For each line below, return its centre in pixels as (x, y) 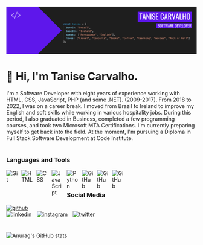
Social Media (86, 195)
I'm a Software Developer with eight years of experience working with (93, 93)
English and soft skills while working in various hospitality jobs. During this (99, 112)
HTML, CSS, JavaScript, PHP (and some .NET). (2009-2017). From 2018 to (99, 100)
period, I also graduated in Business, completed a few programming (91, 119)
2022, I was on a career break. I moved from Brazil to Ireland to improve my (100, 106)
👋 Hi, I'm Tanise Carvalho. (72, 77)
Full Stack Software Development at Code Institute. (70, 138)
